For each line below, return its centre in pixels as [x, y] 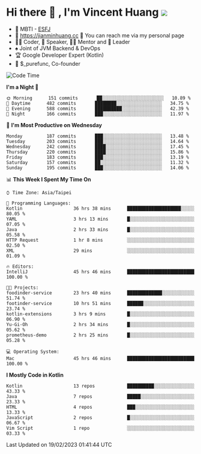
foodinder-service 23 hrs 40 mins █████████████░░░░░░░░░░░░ [100, 293]
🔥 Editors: [20, 266]
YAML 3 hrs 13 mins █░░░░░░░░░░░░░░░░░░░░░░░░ [100, 219]
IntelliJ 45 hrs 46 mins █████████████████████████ [100, 272]
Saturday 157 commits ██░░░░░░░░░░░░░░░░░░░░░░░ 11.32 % [97, 162]
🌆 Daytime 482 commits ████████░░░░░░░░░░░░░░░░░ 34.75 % [97, 103]
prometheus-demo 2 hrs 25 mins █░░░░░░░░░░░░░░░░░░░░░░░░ [100, 335]
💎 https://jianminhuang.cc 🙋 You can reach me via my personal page [100, 35]
